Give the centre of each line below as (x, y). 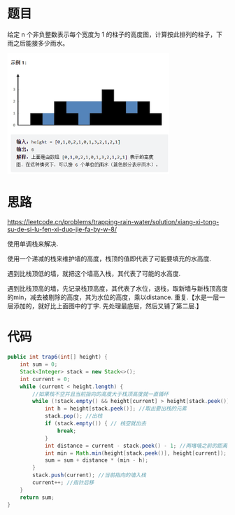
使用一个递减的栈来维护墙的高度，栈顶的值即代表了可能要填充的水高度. (109, 259)
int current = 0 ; (45, 379)
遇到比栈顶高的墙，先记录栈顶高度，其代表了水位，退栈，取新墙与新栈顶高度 (117, 289)
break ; (67, 431)
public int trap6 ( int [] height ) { (58, 357)
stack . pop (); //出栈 (73, 416)
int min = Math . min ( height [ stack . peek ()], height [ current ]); (136, 453)
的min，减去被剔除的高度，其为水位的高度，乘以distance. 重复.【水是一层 (113, 297)
